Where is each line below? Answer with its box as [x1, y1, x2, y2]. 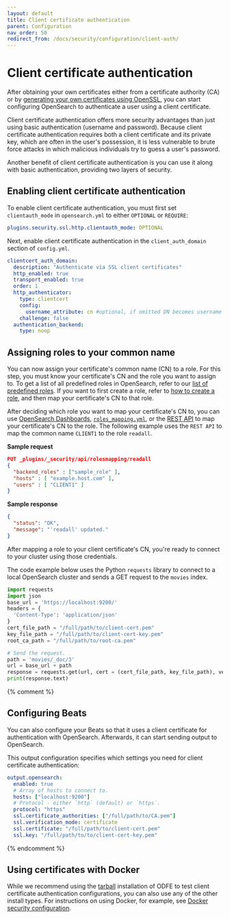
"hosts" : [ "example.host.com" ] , [13, 475, 115, 481]
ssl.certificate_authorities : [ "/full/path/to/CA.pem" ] [13, 813, 176, 819]
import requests [7, 586, 53, 593]
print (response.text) [7, 675, 69, 682]
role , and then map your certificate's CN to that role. [7, 394, 154, 402]
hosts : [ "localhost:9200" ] [13, 793, 90, 800]
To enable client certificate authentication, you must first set [7, 203, 177, 212]
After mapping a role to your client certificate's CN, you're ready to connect [7, 545, 220, 553]
